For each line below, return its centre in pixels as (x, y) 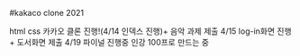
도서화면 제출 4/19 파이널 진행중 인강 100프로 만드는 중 (113, 42)
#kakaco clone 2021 (47, 13)
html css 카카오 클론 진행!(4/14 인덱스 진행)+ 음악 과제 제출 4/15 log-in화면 (142, 31)
